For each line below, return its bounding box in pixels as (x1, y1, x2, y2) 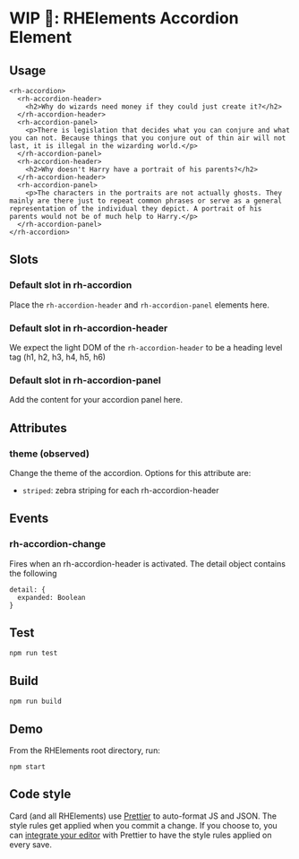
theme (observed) (9, 447, 90, 460)
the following (9, 568, 57, 578)
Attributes (9, 421, 67, 436)
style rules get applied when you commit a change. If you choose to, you (9, 820, 278, 830)
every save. (9, 838, 52, 850)
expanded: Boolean (17, 593, 87, 602)
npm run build (9, 697, 63, 707)
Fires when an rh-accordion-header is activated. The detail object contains (9, 558, 286, 568)
